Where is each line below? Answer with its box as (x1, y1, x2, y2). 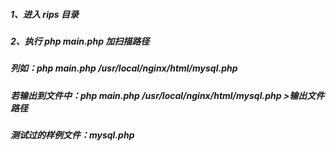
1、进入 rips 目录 (10, 8, 79, 20)
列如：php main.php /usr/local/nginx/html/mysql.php (10, 62, 238, 74)
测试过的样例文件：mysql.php (10, 129, 135, 141)
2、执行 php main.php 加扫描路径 (10, 35, 150, 47)
